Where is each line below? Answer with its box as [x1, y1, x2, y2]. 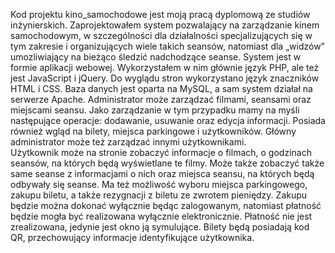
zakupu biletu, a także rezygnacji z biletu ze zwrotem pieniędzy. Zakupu [10, 189, 308, 201]
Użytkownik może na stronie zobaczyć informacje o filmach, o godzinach [10, 147, 312, 158]
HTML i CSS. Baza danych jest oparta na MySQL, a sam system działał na [10, 83, 313, 94]
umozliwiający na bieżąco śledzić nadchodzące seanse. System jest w [10, 51, 302, 63]
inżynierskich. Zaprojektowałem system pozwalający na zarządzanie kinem [10, 19, 320, 31]
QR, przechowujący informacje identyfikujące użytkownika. [10, 232, 255, 243]
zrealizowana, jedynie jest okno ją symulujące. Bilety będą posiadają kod [10, 221, 310, 233]
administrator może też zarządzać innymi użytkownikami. [10, 136, 247, 148]
